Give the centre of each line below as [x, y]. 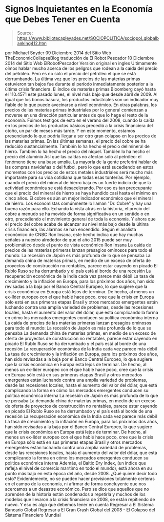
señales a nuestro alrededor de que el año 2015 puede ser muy [69, 239]
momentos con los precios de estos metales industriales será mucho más [79, 172]
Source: [25, 33]
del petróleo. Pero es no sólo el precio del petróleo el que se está [71, 73]
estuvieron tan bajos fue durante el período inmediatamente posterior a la [79, 84]
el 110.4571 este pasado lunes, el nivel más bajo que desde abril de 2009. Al [81, 94]
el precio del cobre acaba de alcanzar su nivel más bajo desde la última [77, 224]
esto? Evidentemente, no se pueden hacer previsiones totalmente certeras [80, 478]
